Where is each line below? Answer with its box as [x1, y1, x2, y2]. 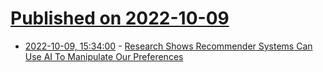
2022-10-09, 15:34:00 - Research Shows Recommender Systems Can [24, 40, 313, 52]
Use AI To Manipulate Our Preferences [24, 50, 184, 62]
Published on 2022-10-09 [10, 7, 230, 30]
